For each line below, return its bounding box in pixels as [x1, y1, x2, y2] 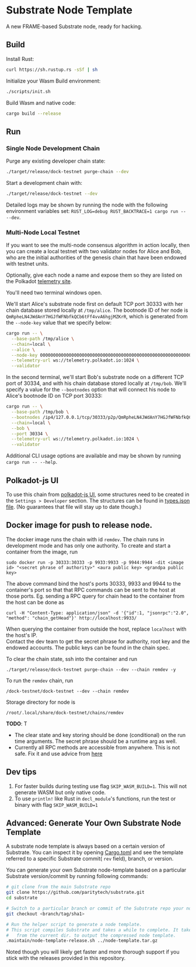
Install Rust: [6, 55, 34, 62]
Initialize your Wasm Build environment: [6, 77, 101, 84]
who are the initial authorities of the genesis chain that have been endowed [6, 254, 187, 261]
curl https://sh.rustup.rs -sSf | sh [6, 67, 98, 73]
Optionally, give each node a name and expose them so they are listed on [6, 271, 183, 278]
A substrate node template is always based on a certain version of [6, 843, 165, 850]
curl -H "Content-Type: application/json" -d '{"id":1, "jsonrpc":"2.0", [6, 610, 190, 616]
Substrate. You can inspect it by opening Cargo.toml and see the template [6, 849, 184, 856]
